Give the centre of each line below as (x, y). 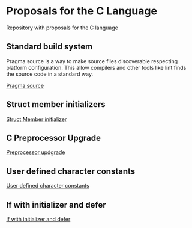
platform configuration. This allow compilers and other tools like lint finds (96, 67)
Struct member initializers (56, 104)
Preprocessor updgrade (36, 152)
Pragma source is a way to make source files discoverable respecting (92, 61)
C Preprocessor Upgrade (53, 137)
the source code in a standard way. (50, 74)
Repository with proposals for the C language (62, 28)
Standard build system (49, 47)
